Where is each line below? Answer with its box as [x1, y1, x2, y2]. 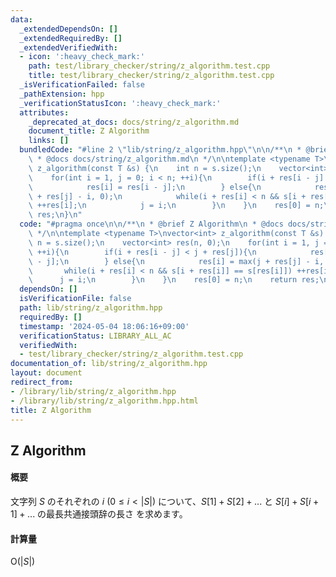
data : [10, 14, 33, 25]
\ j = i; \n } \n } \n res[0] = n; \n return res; [28, 275, 320, 285]
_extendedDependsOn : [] [19, 24, 118, 34]
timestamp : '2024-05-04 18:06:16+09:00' [19, 321, 190, 331]
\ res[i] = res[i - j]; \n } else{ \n [28, 182, 262, 192]
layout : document [10, 368, 83, 378]
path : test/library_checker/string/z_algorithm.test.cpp [28, 61, 271, 71]
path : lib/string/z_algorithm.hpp [19, 303, 163, 313]
